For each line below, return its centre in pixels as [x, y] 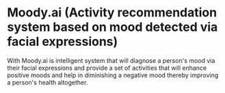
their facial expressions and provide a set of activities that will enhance [107, 68]
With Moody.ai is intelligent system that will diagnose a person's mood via [111, 60]
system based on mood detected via [112, 27]
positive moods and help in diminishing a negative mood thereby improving [113, 75]
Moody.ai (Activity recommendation [112, 13]
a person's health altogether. [48, 82]
